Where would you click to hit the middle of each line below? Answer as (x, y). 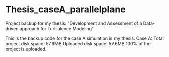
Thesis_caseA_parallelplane (66, 9)
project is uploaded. (26, 49)
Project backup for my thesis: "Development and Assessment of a (74, 23)
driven (12, 28)
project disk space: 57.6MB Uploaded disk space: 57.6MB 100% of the (78, 43)
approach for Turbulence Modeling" (57, 28)
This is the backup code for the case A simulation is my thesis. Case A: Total (84, 38)
